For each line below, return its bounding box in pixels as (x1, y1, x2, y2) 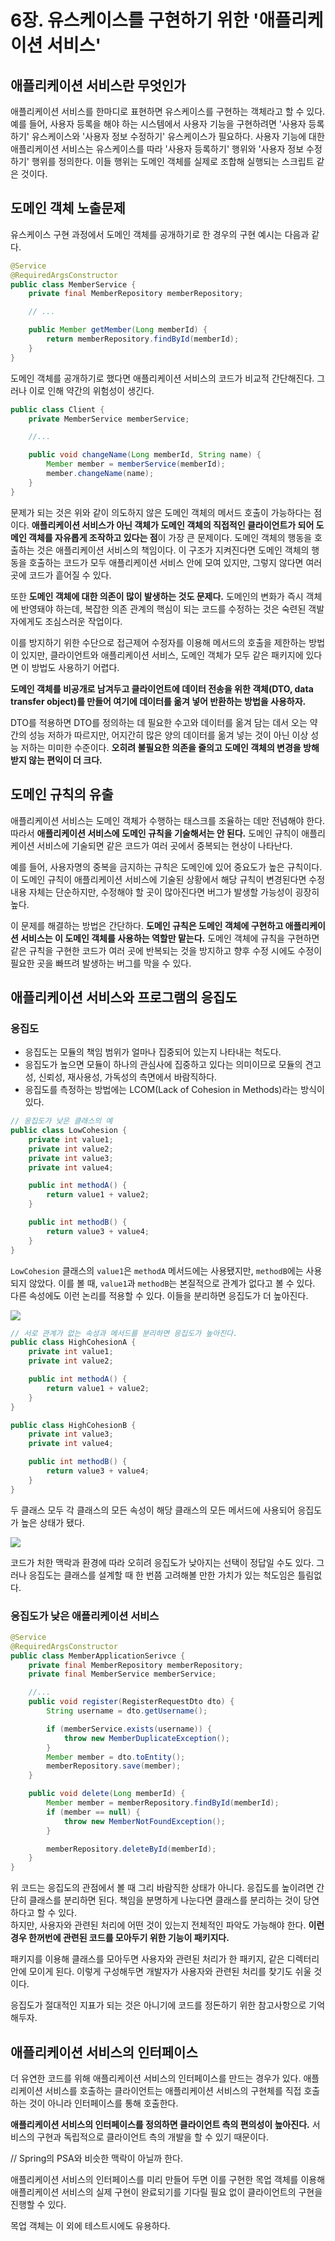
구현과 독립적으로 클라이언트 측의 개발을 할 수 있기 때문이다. (36, 2131, 269, 2143)
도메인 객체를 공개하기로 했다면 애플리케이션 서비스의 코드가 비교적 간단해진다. (10, 372, 315, 384)
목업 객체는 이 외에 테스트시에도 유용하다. (10, 2220, 171, 2232)
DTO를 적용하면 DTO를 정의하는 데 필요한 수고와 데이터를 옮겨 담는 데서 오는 (10, 716, 308, 728)
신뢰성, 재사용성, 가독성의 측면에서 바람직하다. (38, 1071, 218, 1083)
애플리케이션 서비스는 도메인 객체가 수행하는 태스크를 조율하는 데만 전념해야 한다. (10, 814, 326, 826)
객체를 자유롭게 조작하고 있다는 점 (28, 531, 158, 543)
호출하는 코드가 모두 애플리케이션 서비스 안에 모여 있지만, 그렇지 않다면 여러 (28, 556, 323, 568)
